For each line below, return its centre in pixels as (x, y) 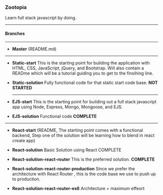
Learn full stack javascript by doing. (41, 18)
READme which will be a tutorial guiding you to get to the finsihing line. (83, 73)
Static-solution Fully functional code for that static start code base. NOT (85, 82)
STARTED (22, 88)
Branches (15, 33)
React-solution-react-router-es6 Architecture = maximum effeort (78, 188)
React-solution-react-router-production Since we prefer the (73, 168)
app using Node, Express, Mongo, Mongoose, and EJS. (67, 107)
